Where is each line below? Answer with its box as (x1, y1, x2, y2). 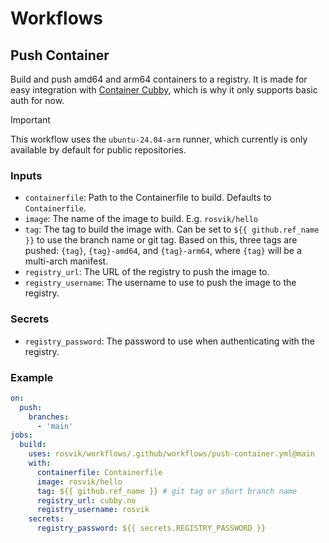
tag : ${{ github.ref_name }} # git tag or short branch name (36, 486, 298, 496)
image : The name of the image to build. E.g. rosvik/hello (24, 213, 259, 225)
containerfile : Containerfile (36, 467, 163, 477)
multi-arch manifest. (24, 255, 109, 267)
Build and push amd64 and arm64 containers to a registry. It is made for (10, 73, 308, 85)
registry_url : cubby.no (36, 495, 137, 506)
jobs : (10, 430, 33, 441)
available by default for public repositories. (10, 144, 187, 156)
